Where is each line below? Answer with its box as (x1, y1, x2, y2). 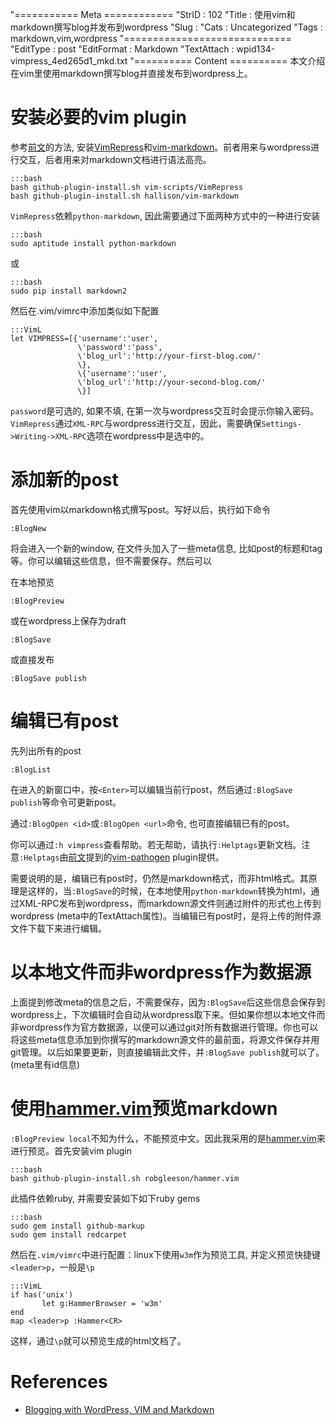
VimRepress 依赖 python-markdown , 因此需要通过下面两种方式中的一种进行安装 (10, 209, 320, 222)
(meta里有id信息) (10, 1058, 81, 1070)
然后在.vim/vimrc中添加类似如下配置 (10, 304, 160, 317)
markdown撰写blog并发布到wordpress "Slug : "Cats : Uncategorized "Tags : (10, 21, 323, 33)
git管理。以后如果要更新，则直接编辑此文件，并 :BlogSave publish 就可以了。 (10, 1046, 325, 1058)
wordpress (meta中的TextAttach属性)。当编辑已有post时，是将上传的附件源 (10, 909, 322, 922)
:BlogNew (10, 523, 47, 533)
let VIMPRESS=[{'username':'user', (10, 333, 159, 343)
